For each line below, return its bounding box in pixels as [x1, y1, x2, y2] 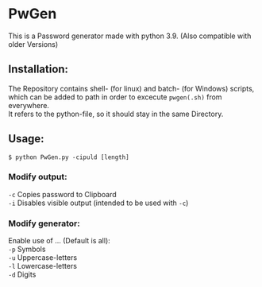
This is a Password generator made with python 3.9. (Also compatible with [8, 31, 252, 41]
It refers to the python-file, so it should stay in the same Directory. [8, 109, 224, 118]
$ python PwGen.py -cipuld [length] [8, 153, 129, 161]
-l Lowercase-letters [8, 262, 78, 271]
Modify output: [8, 172, 67, 183]
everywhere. [8, 100, 50, 110]
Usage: [8, 132, 45, 145]
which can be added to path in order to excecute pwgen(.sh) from [8, 92, 222, 102]
